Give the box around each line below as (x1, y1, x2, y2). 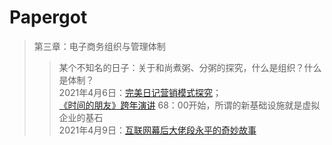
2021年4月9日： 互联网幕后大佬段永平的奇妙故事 (58, 124, 257, 136)
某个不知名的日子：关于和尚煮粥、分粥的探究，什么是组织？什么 (58, 61, 322, 73)
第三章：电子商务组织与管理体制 (33, 40, 166, 52)
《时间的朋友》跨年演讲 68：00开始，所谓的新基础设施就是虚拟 (58, 99, 321, 111)
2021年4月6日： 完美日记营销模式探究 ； (58, 86, 222, 98)
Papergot (9, 6, 88, 29)
